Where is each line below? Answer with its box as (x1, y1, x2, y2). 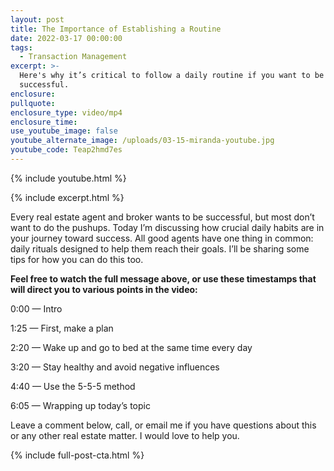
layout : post (10, 14, 65, 25)
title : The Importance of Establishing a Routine (10, 24, 222, 34)
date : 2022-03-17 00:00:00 (10, 33, 123, 43)
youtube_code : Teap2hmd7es (10, 145, 123, 155)
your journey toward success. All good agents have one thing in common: (10, 232, 314, 244)
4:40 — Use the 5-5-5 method (10, 380, 136, 392)
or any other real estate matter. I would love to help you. (10, 429, 240, 441)
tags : (10, 42, 33, 53)
